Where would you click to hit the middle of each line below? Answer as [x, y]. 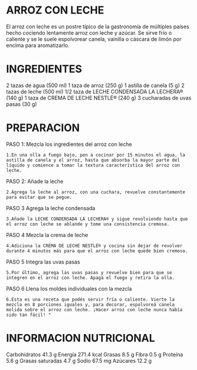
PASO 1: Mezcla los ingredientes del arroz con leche [69, 144]
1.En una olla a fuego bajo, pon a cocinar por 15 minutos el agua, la [96, 155]
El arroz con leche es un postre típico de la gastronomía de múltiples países [98, 26]
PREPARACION [43, 128]
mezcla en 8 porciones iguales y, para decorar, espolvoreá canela [91, 304]
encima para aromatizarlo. [38, 45]
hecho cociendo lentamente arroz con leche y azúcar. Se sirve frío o [89, 32]
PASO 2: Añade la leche [35, 181]
